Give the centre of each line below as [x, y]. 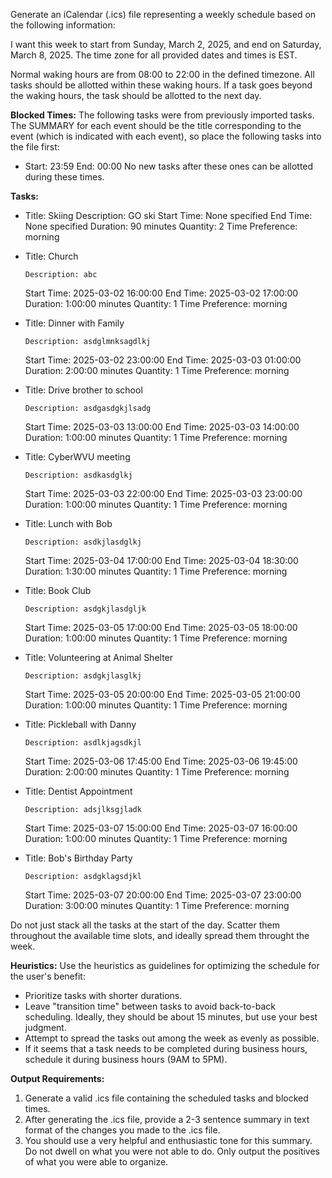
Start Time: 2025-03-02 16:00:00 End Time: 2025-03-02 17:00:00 [161, 293]
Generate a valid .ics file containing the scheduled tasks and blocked [166, 1098]
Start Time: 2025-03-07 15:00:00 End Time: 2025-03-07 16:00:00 [161, 828]
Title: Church [51, 256]
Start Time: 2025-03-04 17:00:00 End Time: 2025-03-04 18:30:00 [161, 560]
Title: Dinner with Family [74, 323]
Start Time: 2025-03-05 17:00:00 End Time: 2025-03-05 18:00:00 [161, 627]
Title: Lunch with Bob [68, 523]
